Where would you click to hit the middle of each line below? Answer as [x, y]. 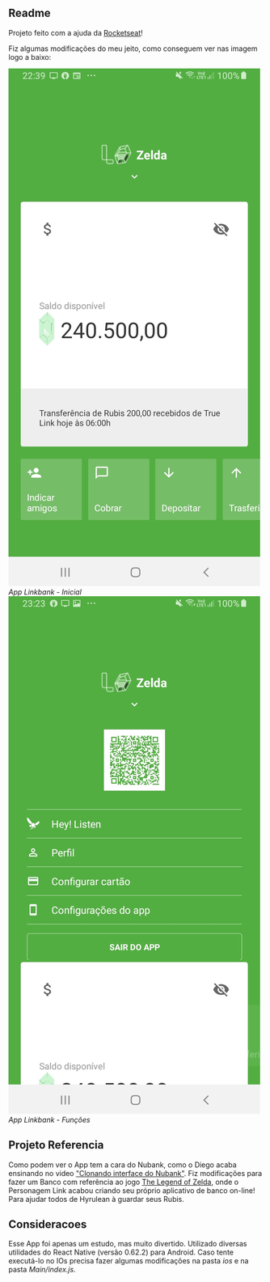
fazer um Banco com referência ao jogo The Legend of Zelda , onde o [124, 1182]
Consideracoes [48, 1225]
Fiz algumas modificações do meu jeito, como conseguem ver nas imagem [133, 49]
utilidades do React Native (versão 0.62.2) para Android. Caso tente [121, 1252]
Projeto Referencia [56, 1145]
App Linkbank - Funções [49, 1119]
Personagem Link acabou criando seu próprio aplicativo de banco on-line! [132, 1190]
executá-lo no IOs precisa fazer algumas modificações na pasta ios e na [129, 1261]
